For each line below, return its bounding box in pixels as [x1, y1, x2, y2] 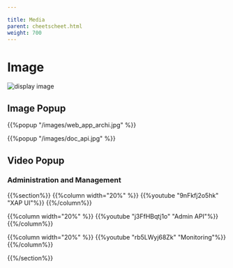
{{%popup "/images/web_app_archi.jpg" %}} [7, 121, 137, 129]
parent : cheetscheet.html [7, 22, 82, 30]
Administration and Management [7, 175, 121, 185]
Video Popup [7, 155, 65, 166]
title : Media [7, 16, 45, 23]
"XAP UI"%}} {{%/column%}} [7, 198, 92, 207]
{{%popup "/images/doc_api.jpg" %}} [7, 134, 116, 143]
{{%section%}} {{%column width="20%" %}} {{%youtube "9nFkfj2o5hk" [7, 191, 219, 199]
